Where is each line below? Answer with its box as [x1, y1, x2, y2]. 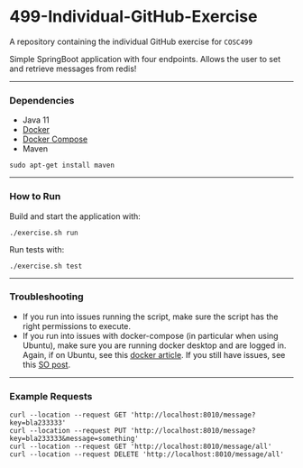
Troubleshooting [9, 290, 84, 303]
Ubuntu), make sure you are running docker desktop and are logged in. [22, 340, 287, 351]
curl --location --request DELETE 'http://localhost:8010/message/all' [9, 450, 284, 459]
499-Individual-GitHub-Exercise [9, 6, 258, 27]
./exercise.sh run [9, 228, 78, 237]
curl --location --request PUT [9, 427, 127, 436]
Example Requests [9, 390, 93, 402]
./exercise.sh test [9, 262, 83, 271]
